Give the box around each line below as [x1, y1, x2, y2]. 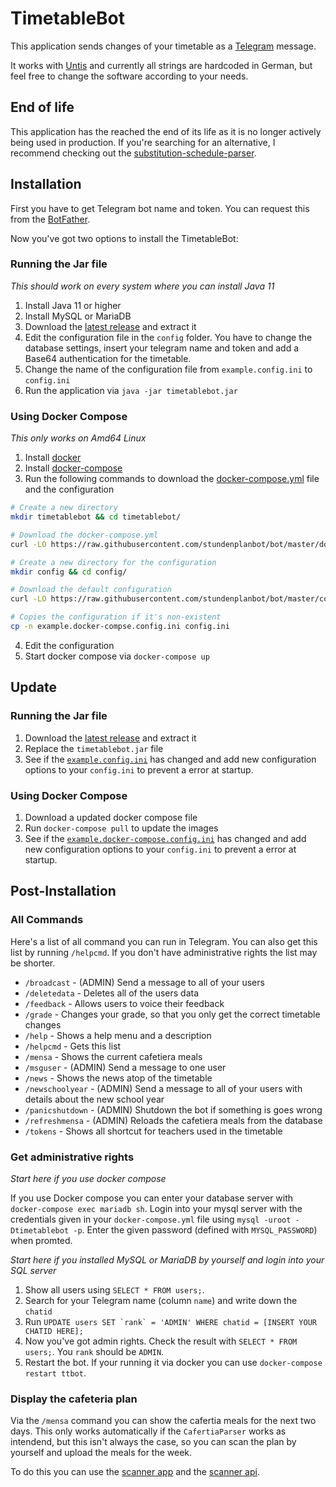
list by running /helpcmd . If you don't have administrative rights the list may [10, 946, 318, 958]
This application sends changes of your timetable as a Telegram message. [10, 40, 317, 52]
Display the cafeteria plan [10, 1392, 138, 1406]
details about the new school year [24, 1093, 165, 1105]
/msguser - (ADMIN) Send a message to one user [24, 1061, 227, 1073]
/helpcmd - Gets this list [24, 1040, 122, 1052]
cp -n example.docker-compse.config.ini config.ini [10, 622, 230, 632]
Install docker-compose [24, 462, 123, 474]
